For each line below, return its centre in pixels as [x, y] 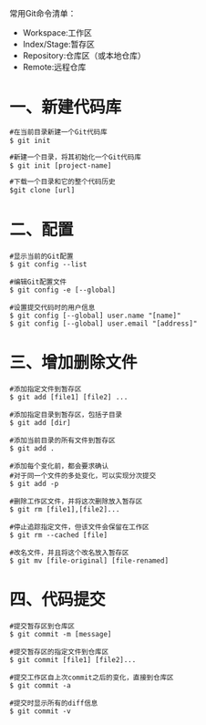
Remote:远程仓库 [54, 67]
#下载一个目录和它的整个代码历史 [62, 182]
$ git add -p [34, 484]
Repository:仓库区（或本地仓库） [84, 56]
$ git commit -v [40, 711]
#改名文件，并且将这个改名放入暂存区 [69, 553]
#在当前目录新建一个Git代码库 [58, 132]
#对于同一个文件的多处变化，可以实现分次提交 [83, 476]
